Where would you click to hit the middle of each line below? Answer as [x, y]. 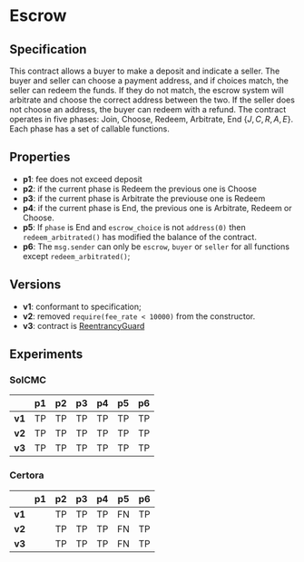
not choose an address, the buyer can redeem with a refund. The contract [148, 109]
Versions [35, 285]
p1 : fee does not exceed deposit [82, 179]
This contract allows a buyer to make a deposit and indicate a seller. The [145, 71]
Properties [40, 157]
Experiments [46, 354]
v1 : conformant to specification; [82, 306]
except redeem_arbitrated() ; [76, 256]
